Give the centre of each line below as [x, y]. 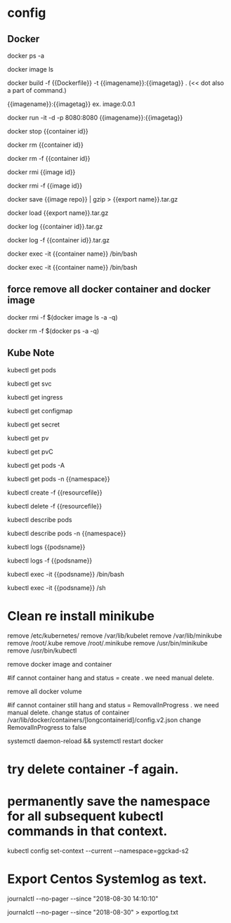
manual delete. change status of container [68, 712]
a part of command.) [37, 90]
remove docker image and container [60, 664]
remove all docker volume [45, 691]
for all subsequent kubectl [85, 816]
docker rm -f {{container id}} [49, 158]
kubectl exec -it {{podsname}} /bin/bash [66, 574]
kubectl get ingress [35, 397]
